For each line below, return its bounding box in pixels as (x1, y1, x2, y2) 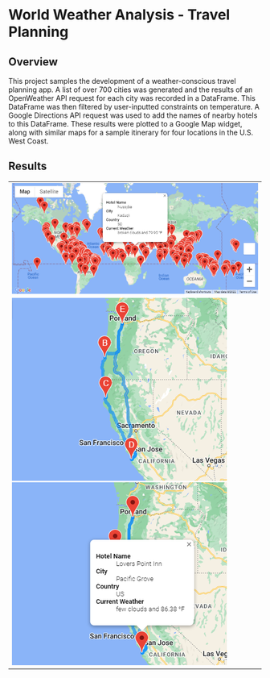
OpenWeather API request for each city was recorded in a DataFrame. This (8, 94, 256, 102)
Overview (8, 55, 59, 69)
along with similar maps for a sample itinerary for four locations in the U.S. (8, 127, 254, 137)
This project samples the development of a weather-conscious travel (8, 77, 236, 85)
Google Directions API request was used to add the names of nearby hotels (8, 110, 258, 120)
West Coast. (8, 136, 49, 146)
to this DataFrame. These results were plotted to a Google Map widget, (8, 119, 243, 128)
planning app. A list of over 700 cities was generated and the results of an (8, 85, 253, 94)
